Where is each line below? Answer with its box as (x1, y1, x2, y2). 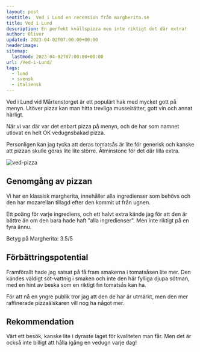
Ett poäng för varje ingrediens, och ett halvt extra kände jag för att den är (6, 210, 188, 218)
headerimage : (6, 43, 39, 49)
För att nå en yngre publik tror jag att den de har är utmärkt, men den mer (6, 293, 189, 300)
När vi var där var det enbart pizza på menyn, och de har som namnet (6, 123, 180, 130)
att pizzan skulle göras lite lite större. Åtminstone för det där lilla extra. (6, 147, 180, 154)
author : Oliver (6, 31, 45, 37)
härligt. (6, 111, 24, 118)
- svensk (11, 76, 34, 82)
